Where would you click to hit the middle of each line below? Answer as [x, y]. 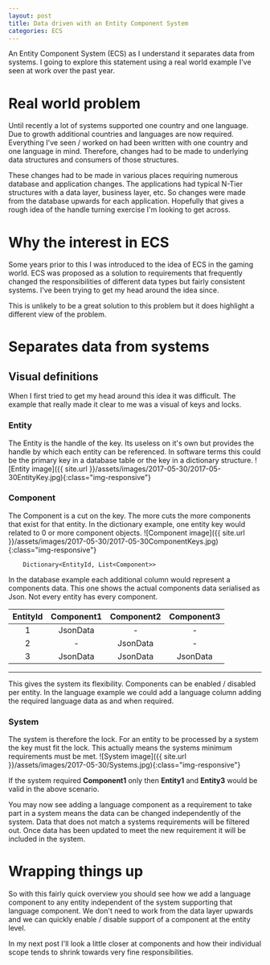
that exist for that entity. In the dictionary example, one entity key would [127, 524]
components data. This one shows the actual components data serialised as [134, 588]
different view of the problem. [57, 314]
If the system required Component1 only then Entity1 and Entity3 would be [133, 781]
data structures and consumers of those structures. [94, 160]
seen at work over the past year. [61, 71]
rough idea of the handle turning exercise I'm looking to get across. [119, 209]
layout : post [30, 16]
